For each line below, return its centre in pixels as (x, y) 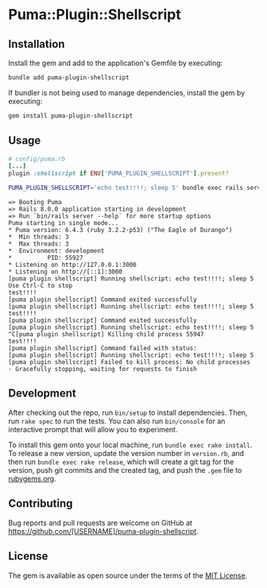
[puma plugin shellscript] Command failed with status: (103, 348)
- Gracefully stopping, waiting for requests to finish (103, 369)
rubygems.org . (32, 478)
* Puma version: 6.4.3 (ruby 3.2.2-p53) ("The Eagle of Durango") (120, 230)
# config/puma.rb (37, 159)
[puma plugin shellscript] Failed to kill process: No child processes (129, 362)
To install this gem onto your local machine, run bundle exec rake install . (130, 445)
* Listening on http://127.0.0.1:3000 (72, 265)
